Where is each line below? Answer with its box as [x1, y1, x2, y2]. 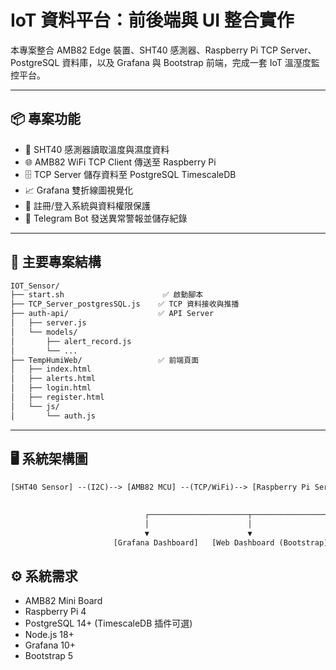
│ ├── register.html [10, 392, 105, 403]
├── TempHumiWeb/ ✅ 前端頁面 [10, 355, 200, 365]
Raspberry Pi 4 [24, 606, 87, 618]
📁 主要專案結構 [10, 254, 102, 271]
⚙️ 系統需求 [10, 568, 78, 585]
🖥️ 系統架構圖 [10, 451, 88, 468]
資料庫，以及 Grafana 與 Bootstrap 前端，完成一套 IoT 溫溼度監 [61, 56, 320, 68]
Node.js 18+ [24, 629, 75, 641]
